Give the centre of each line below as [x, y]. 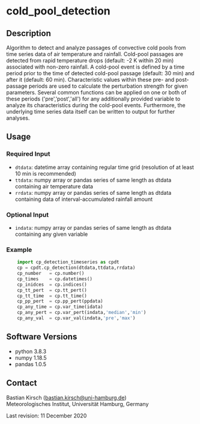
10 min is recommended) [45, 173]
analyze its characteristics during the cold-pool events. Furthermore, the [96, 105]
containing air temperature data [54, 186]
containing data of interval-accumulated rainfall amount [84, 199]
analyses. [18, 118]
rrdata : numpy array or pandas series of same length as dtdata [93, 192]
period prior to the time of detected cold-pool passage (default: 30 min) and [100, 73]
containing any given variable [51, 234]
